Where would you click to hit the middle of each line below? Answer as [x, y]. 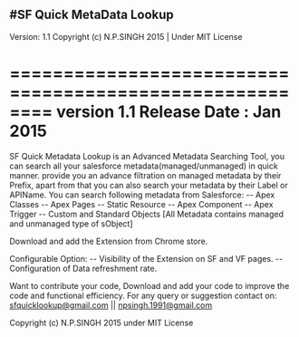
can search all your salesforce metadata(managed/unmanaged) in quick [144, 166]
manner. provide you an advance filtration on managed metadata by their [145, 175]
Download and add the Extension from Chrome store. [109, 241]
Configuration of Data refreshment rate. [83, 268]
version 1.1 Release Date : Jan [169, 111]
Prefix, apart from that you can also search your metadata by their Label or [149, 185]
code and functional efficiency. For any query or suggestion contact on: [143, 295]
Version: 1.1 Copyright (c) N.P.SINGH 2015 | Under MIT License [126, 36]
